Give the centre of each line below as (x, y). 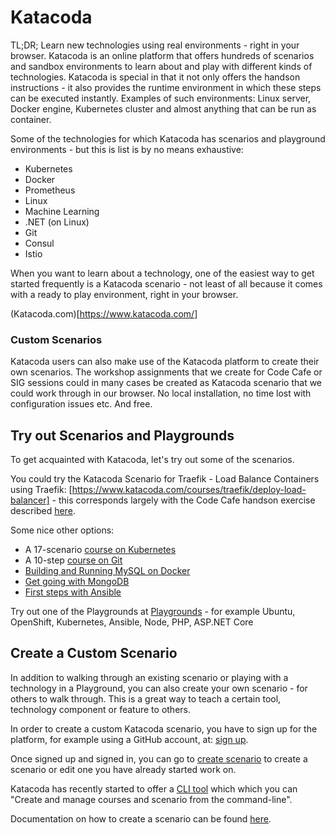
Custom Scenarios (56, 339)
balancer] (30, 500)
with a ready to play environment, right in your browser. (124, 294)
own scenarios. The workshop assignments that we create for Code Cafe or (166, 372)
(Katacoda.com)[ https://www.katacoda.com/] (104, 313)
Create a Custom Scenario (94, 653)
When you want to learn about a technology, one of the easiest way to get (162, 273)
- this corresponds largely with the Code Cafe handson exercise (183, 500)
